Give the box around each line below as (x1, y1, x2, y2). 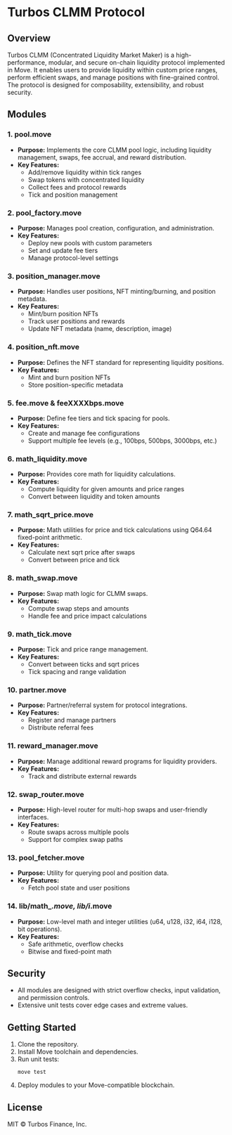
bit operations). (17, 925, 62, 933)
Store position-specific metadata (27, 380, 124, 389)
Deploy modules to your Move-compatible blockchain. (17, 1081, 175, 1089)
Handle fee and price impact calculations (27, 611, 148, 620)
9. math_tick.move (7, 629, 72, 639)
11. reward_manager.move (7, 741, 98, 751)
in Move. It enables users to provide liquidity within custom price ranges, (7, 66, 218, 74)
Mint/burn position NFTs (27, 310, 98, 318)
